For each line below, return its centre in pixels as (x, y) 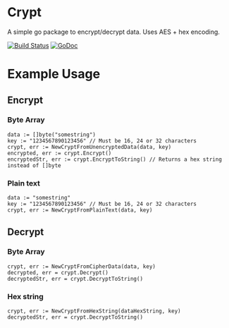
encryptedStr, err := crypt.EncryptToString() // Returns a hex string (114, 159)
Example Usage (54, 74)
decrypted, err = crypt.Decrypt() (58, 272)
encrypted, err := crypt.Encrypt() (60, 153)
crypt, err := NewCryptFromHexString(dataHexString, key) (94, 311)
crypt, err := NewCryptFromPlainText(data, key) (80, 210)
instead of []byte (34, 165)
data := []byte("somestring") (52, 135)
